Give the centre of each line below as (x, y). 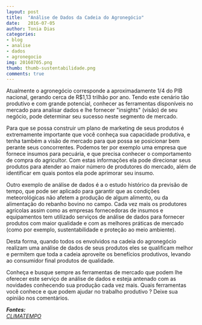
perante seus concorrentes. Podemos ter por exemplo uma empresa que (96, 147)
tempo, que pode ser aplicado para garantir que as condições (83, 191)
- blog (14, 40)
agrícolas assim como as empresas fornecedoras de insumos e (85, 211)
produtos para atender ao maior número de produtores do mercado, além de (101, 167)
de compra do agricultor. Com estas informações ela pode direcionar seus (99, 160)
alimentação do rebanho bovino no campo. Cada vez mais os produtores (96, 204)
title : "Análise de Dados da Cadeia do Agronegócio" (75, 18)
